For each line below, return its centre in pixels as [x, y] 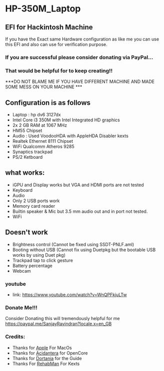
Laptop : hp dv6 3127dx [36, 115]
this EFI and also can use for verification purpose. [56, 44]
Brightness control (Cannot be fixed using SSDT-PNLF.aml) [73, 244]
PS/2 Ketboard [27, 157]
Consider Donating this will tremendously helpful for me [62, 319]
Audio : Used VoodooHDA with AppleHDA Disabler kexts [70, 136]
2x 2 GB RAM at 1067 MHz [40, 125]
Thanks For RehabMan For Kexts [46, 364]
